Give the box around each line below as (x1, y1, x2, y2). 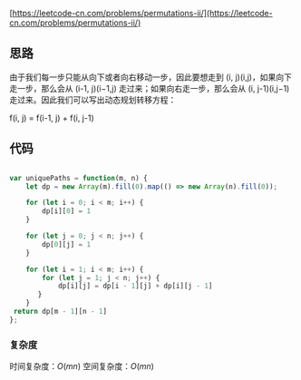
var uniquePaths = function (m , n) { (9, 173, 148, 182)
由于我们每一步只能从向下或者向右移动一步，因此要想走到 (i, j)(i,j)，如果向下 (9, 72, 292, 83)
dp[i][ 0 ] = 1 (42, 207, 92, 216)
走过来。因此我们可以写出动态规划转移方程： (9, 94, 177, 105)
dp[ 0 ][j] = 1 (42, 239, 92, 248)
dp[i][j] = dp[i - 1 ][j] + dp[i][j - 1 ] (57, 281, 213, 291)
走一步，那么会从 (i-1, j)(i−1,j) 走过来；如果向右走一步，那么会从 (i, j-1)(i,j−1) (9, 83, 290, 93)
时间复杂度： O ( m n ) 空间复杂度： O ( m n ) (9, 361, 154, 372)
